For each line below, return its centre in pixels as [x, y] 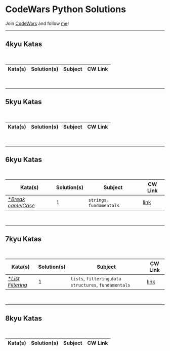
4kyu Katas [24, 44]
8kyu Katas [24, 318]
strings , [98, 200]
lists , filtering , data [96, 279]
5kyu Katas [24, 102]
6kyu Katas [24, 159]
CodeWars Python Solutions [66, 9]
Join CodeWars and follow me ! [37, 23]
